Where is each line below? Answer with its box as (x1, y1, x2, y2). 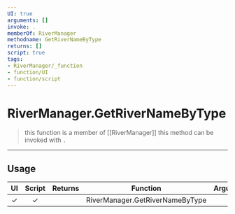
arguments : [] (7, 17, 49, 24)
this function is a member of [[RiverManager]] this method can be (24, 129, 214, 137)
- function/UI (7, 69, 49, 76)
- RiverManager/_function (7, 62, 83, 69)
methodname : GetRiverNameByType (7, 36, 101, 43)
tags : (7, 56, 23, 63)
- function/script (7, 75, 61, 83)
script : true (7, 50, 45, 57)
